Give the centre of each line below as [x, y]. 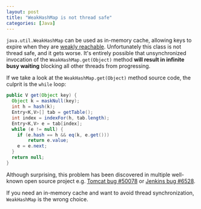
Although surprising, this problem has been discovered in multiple [88, 174]
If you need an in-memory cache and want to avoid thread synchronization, [100, 193]
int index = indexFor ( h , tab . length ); [61, 118]
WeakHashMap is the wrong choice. [48, 199]
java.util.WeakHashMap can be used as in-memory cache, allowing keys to [99, 41]
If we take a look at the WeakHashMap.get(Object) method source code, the [99, 78]
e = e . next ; [32, 146]
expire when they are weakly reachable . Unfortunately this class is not [94, 47]
